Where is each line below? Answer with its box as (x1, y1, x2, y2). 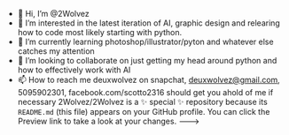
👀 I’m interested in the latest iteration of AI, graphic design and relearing (17, 18, 281, 28)
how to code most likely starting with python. (17, 27, 183, 37)
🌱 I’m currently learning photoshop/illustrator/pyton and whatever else (17, 36, 274, 47)
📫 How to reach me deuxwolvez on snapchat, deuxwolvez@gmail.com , (17, 75, 281, 85)
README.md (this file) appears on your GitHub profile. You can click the (17, 107, 270, 116)
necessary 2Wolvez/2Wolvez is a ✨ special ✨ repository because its (17, 97, 268, 107)
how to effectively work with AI (17, 64, 131, 75)
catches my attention (17, 46, 95, 56)
